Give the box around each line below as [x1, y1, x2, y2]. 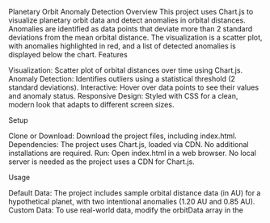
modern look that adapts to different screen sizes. [8, 100, 175, 109]
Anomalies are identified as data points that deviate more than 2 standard [8, 24, 253, 33]
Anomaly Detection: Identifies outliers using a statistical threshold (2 [8, 74, 236, 83]
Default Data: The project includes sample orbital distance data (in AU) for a [8, 188, 261, 197]
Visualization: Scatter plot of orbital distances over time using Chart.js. [8, 65, 243, 75]
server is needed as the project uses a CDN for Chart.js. [8, 157, 196, 166]
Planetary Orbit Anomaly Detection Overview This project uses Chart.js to [8, 7, 254, 16]
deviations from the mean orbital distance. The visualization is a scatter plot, [8, 32, 263, 42]
